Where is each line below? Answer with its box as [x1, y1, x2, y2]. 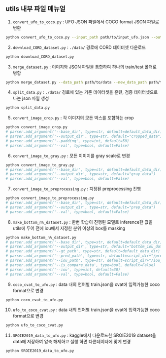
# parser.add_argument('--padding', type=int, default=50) [5, 138, 130, 143]
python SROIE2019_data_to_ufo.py [5, 349, 74, 354]
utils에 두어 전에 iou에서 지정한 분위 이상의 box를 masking [12, 225, 126, 231]
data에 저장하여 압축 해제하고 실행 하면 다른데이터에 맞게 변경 [12, 339, 131, 345]
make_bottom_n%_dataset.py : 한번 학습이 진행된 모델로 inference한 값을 [12, 219, 153, 225]
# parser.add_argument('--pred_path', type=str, [5, 253, 107, 258]
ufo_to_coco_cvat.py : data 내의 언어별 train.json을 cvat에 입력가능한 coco [12, 307, 160, 313]
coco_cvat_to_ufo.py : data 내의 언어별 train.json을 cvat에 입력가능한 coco [12, 281, 160, 287]
